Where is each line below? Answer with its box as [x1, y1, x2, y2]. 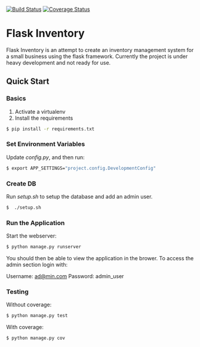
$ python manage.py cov [6, 335, 66, 341]
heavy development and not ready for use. [6, 59, 111, 66]
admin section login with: [6, 261, 68, 269]
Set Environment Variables [6, 140, 85, 148]
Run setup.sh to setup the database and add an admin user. [6, 193, 153, 200]
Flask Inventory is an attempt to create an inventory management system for [6, 46, 194, 53]
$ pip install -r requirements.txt [6, 126, 95, 132]
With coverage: [6, 324, 44, 331]
